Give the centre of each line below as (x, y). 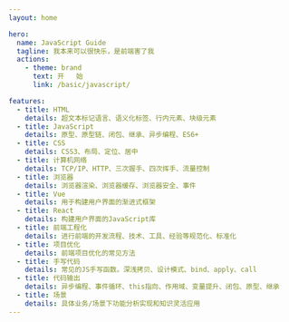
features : (27, 101)
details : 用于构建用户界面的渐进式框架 (90, 202)
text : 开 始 (58, 77)
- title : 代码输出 (48, 278)
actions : (33, 60)
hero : (19, 34)
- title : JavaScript (55, 127)
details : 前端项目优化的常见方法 (80, 253)
